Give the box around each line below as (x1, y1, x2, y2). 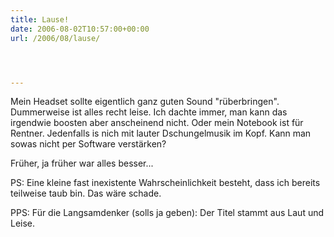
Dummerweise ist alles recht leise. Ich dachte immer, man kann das (10, 106, 288, 118)
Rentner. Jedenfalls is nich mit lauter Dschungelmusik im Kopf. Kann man (10, 127, 312, 140)
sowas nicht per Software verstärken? (10, 138, 167, 150)
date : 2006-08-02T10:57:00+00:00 (10, 24, 150, 34)
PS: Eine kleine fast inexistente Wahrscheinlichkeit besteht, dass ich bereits (10, 177, 321, 189)
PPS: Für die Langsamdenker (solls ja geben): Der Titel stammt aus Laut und (10, 207, 325, 219)
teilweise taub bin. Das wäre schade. (10, 187, 162, 200)
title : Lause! (10, 14, 70, 25)
